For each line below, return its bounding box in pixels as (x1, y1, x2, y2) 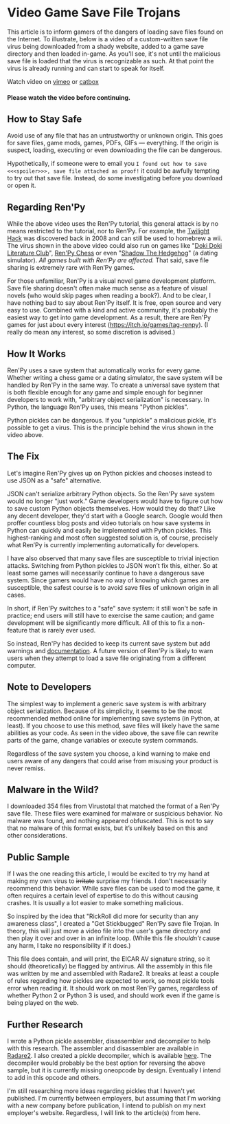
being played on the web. (7, 999, 79, 1007)
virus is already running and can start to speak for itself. (7, 64, 165, 72)
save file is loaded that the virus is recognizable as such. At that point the (7, 56, 214, 65)
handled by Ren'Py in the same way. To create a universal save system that (7, 381, 220, 389)
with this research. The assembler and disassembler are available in (7, 1044, 199, 1052)
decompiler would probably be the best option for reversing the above (7, 1059, 206, 1068)
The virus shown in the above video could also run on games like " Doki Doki (7, 242, 222, 250)
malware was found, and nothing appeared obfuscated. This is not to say (7, 817, 214, 825)
